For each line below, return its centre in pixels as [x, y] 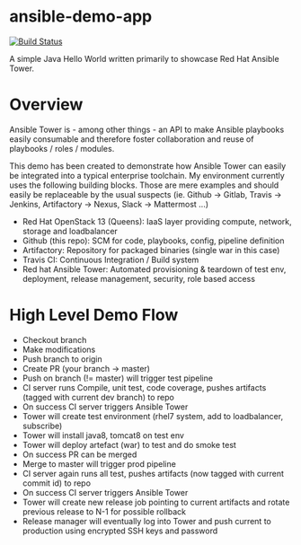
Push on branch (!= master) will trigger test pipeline [118, 378]
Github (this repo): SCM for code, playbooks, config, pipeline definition [153, 241]
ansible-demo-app [81, 17]
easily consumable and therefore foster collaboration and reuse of [132, 139]
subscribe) [42, 426]
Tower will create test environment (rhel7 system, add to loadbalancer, [153, 416]
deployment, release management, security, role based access [139, 278]
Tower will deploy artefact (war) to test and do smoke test [129, 444]
